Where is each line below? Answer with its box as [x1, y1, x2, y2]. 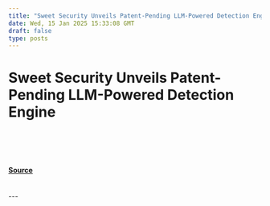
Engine [8, 103, 56, 122]
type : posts [8, 34, 48, 43]
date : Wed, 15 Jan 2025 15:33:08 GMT [8, 19, 135, 27]
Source [8, 165, 34, 175]
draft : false [8, 27, 52, 35]
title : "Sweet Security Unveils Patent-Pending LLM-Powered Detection [8, 11, 250, 20]
